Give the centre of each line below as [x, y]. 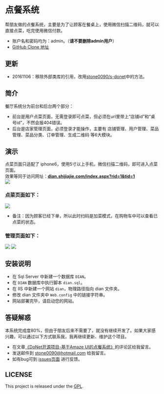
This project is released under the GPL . [44, 386]
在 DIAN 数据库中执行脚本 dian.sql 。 [49, 282]
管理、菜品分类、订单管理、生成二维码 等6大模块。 [63, 135]
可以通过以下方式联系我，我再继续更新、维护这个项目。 [73, 336]
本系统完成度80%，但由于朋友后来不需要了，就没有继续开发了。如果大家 [78, 330]
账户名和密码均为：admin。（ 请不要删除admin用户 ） [64, 41]
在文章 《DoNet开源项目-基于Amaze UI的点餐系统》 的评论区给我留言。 [83, 347]
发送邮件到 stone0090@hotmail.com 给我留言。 [60, 353]
